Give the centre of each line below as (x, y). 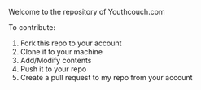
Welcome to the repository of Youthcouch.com (87, 12)
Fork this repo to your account (71, 43)
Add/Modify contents (56, 60)
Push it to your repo (53, 69)
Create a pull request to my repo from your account (106, 77)
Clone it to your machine (61, 51)
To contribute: (32, 27)
